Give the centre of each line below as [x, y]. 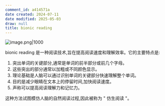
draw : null [16, 24]
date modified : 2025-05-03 [33, 19]
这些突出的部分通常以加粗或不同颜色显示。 [56, 69]
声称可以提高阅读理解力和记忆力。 [47, 88]
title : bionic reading [29, 28]
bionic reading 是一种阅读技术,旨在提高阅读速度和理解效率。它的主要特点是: [82, 53]
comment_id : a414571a [28, 10]
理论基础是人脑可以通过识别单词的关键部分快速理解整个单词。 [76, 75]
